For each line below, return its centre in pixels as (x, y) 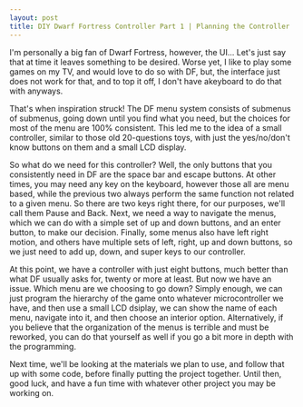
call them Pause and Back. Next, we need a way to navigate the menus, (143, 213)
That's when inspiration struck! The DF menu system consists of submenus (151, 108)
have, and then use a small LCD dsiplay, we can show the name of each (143, 308)
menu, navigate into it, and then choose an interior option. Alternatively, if (147, 317)
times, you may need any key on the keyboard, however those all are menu (149, 184)
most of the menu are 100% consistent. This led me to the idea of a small (146, 127)
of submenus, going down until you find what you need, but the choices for (150, 118)
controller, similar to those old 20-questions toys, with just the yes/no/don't (150, 137)
